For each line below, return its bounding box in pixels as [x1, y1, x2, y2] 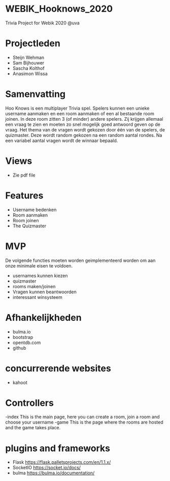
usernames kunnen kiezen [12, 272, 68, 279]
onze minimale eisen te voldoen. [5, 262, 73, 269]
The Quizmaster [12, 223, 47, 229]
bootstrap [12, 334, 33, 340]
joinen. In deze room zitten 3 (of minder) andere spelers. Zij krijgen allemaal [5, 116, 163, 122]
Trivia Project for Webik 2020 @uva [5, 20, 80, 26]
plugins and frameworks [5, 442, 111, 454]
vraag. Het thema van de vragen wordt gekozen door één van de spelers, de [5, 126, 165, 132]
